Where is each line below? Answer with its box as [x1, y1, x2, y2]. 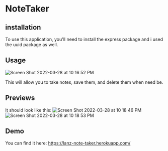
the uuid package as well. [5, 42, 58, 48]
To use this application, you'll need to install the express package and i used [5, 36, 163, 42]
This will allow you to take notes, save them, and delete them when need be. [5, 79, 163, 85]
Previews [5, 94, 35, 102]
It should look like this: [5, 107, 52, 113]
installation [5, 23, 41, 32]
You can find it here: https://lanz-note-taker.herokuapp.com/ [5, 140, 131, 146]
